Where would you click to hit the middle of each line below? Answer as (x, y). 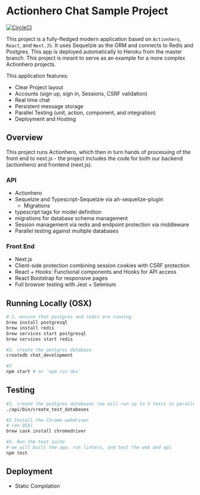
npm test (17, 453)
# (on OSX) (20, 426)
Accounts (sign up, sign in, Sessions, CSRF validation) (81, 93)
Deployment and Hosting (45, 119)
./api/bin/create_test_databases (48, 409)
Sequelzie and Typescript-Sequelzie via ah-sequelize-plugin (89, 199)
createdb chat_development (40, 355)
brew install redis (30, 328)
